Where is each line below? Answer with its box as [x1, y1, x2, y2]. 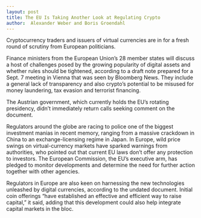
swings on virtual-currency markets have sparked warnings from [6, 143, 168, 150]
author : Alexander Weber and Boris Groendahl [6, 20, 126, 26]
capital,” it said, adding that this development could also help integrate [6, 199, 181, 206]
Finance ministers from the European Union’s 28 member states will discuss [6, 55, 195, 62]
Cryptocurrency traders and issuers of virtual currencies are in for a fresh [6, 37, 189, 44]
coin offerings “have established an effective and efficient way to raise [6, 193, 182, 200]
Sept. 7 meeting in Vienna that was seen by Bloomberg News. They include [6, 74, 193, 82]
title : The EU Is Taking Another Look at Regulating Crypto [6, 14, 161, 21]
